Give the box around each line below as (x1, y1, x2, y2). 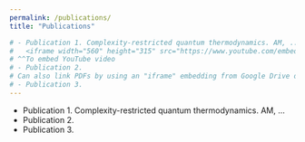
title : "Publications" (9, 22, 95, 31)
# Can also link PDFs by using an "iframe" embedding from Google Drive (9, 71, 290, 81)
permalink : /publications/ (9, 13, 112, 23)
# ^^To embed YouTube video (9, 55, 116, 64)
